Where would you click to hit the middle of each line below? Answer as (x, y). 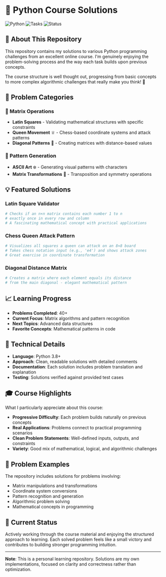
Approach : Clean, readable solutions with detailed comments (75, 361)
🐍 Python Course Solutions (61, 10)
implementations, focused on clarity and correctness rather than (71, 564)
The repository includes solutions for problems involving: (63, 476)
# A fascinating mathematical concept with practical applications (76, 223)
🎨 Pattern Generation (31, 156)
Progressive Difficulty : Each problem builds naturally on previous (79, 417)
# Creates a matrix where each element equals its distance (68, 278)
